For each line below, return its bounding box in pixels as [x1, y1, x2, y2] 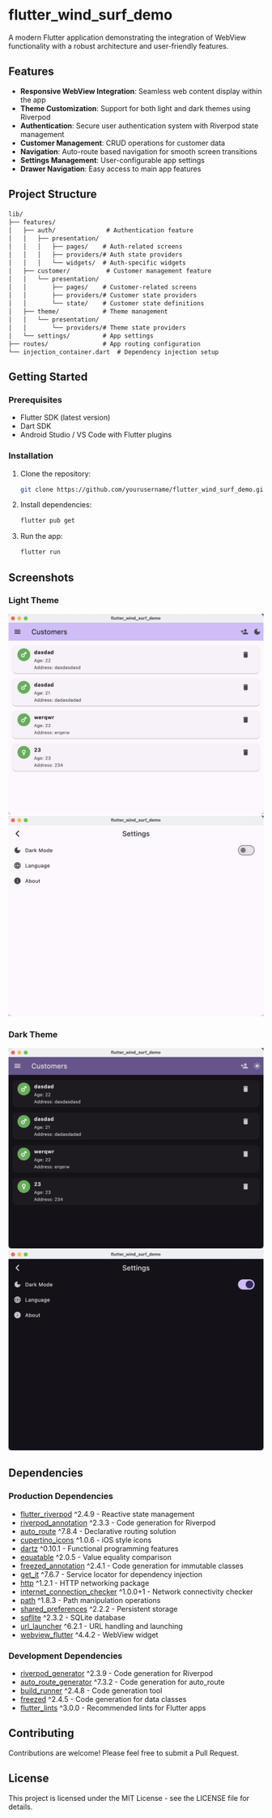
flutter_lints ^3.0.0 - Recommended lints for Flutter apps [19, 1703, 206, 1713]
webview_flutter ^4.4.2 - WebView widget [19, 1630, 159, 1639]
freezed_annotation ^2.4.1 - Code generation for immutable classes [19, 1561, 244, 1570]
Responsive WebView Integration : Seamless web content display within [19, 86, 262, 96]
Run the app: [19, 532, 63, 541]
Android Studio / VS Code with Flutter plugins [19, 430, 172, 440]
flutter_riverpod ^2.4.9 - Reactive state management [19, 1509, 195, 1519]
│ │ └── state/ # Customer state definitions [8, 299, 205, 308]
